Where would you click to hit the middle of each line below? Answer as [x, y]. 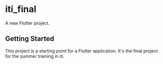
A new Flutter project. [27, 23]
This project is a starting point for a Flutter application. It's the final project [82, 50]
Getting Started [30, 39]
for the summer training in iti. [35, 56]
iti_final [21, 9]
